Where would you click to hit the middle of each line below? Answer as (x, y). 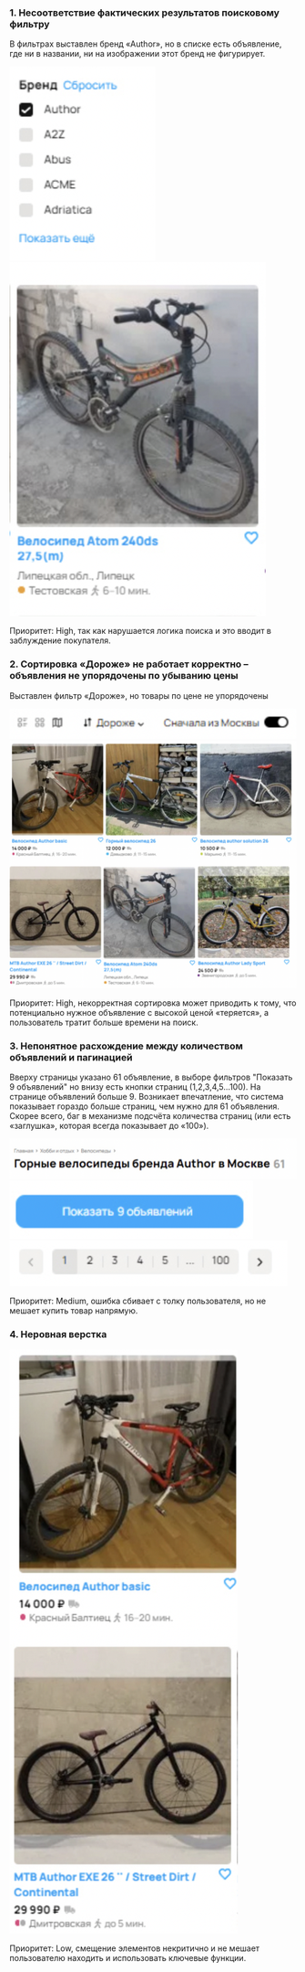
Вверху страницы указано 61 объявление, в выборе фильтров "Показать (151, 1077)
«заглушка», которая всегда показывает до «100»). (109, 1126)
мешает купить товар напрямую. (74, 1311)
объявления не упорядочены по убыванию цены (124, 676)
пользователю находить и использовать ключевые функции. (128, 1957)
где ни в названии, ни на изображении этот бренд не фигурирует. (137, 54)
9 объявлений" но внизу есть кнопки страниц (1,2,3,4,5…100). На (135, 1087)
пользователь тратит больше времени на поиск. (104, 1023)
